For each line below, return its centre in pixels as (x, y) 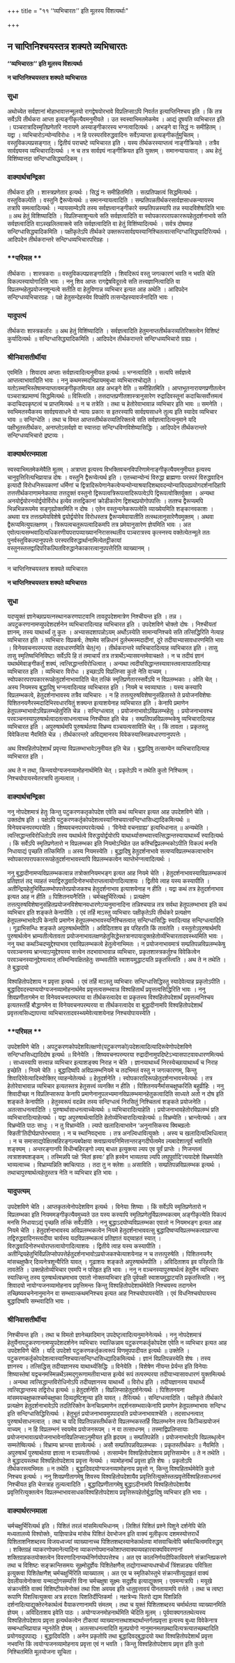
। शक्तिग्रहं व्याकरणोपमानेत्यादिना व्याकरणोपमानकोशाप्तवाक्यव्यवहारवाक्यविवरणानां (95, 1550)
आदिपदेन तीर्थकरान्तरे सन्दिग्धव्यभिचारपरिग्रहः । (58, 240)
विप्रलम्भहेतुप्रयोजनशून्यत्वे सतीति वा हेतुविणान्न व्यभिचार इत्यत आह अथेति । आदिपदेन (98, 289)
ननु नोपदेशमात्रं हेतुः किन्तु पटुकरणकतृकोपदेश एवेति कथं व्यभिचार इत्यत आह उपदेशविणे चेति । (108, 812)
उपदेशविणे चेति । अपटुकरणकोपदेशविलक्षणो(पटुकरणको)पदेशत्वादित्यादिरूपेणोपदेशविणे (100, 1047)
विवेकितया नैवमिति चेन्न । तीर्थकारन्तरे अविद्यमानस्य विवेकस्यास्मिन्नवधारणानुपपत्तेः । (97, 734)
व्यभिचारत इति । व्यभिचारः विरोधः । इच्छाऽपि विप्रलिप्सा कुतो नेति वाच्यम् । (87, 671)
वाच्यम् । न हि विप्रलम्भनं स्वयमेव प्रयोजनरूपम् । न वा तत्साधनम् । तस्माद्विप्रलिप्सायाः (98, 1429)
